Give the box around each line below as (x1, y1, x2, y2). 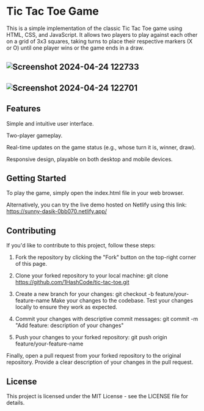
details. (6, 399, 25, 406)
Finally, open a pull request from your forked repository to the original (6, 352, 181, 360)
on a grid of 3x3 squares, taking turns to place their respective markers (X (6, 37, 193, 45)
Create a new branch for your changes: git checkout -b (15, 290, 155, 298)
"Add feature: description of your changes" (15, 322, 124, 329)
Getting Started (6, 173, 67, 183)
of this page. (15, 260, 48, 268)
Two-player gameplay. (6, 132, 63, 139)
